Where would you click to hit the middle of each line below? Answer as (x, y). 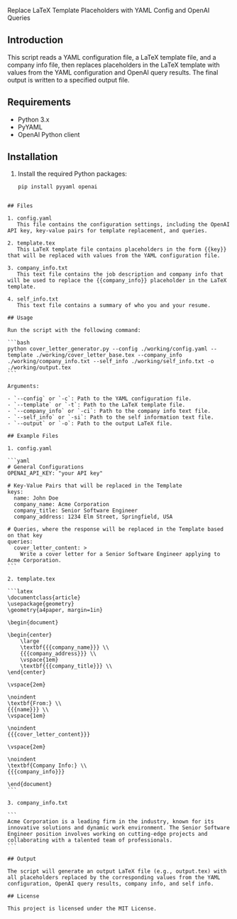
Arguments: (23, 387)
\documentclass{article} (44, 598)
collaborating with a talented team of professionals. (90, 840)
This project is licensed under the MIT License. (82, 909)
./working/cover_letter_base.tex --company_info (109, 355)
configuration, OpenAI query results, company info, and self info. (111, 884)
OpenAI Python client (49, 134)
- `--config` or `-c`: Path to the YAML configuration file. (100, 399)
